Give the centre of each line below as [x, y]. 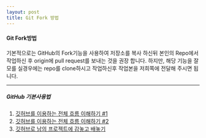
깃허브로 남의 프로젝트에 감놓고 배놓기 [60, 129]
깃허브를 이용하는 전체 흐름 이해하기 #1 [62, 113]
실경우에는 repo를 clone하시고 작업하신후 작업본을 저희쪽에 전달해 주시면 [105, 68]
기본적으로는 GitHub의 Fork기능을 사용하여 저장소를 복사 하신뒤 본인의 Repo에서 [103, 53]
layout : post [23, 12]
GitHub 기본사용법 [29, 97]
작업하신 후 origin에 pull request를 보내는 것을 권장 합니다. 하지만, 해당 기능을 [99, 60]
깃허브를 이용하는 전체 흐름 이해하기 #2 [62, 121]
